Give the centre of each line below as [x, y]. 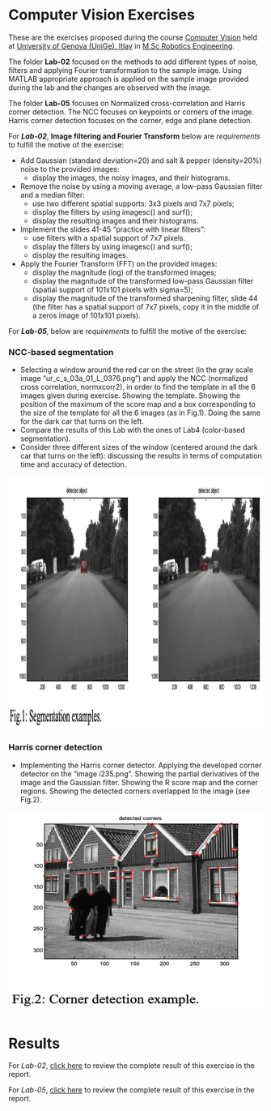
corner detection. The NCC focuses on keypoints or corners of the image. [131, 112]
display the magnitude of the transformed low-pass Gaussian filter [143, 280]
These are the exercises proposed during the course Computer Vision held [133, 37]
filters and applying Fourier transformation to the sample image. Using [125, 70]
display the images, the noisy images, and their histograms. [131, 177]
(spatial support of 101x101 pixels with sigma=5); [112, 289]
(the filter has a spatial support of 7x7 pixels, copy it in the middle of [146, 306]
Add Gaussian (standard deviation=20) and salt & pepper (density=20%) [141, 160]
